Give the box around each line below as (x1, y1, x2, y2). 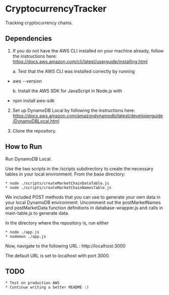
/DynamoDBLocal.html (12, 118, 60, 124)
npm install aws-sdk (12, 97, 54, 103)
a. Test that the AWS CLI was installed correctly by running (12, 68, 135, 74)
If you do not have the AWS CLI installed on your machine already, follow (12, 47, 164, 53)
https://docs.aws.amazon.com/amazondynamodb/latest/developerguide (12, 112, 163, 119)
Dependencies (5, 34, 52, 43)
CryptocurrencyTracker (5, 3, 107, 15)
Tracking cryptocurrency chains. (5, 20, 73, 26)
